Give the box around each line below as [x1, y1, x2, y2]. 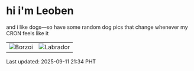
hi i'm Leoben [6, 4, 74, 18]
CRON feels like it [6, 29, 49, 36]
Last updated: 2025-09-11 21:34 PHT [6, 58, 96, 65]
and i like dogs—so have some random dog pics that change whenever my [6, 23, 188, 31]
